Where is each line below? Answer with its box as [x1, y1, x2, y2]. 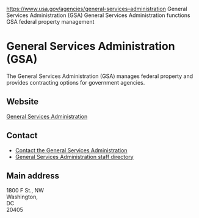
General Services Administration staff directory [15, 153, 134, 160]
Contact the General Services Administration [15, 146, 128, 154]
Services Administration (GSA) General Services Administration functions [6, 12, 190, 19]
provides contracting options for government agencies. [6, 79, 145, 86]
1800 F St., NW [6, 187, 45, 194]
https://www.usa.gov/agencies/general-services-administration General [6, 5, 187, 12]
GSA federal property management [6, 18, 95, 25]
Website [6, 97, 38, 107]
